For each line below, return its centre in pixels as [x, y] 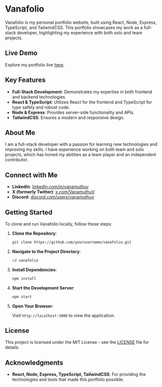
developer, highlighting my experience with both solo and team [80, 32]
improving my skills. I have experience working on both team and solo [74, 149]
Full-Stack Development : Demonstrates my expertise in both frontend [82, 92]
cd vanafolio [25, 260]
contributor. [17, 160]
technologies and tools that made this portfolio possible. [68, 380]
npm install [24, 278]
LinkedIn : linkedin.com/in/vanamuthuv [50, 187]
